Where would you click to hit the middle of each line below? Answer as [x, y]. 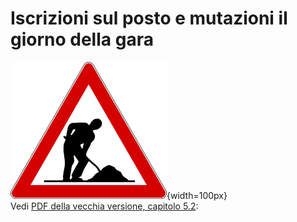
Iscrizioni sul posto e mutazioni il [149, 18]
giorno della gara [82, 39]
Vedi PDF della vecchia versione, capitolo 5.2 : [104, 206]
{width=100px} [197, 195]
